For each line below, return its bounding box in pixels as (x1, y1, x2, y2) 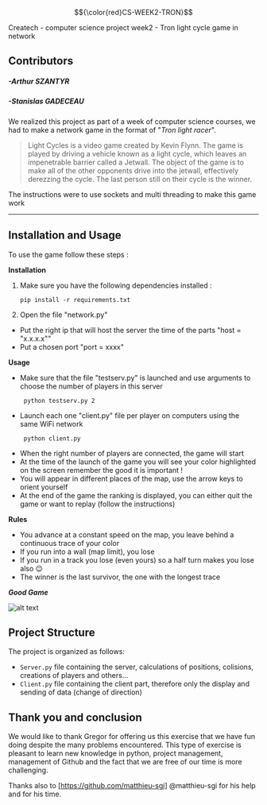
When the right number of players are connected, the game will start (19, 448, 245, 458)
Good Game (8, 587, 49, 597)
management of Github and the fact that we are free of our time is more (8, 757, 242, 767)
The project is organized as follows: (8, 647, 126, 656)
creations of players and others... (19, 671, 129, 680)
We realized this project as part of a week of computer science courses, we (8, 116, 256, 126)
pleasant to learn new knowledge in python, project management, (8, 749, 223, 758)
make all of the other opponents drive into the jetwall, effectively (27, 165, 239, 175)
